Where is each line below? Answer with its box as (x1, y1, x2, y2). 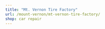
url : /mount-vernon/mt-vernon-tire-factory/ (5, 12, 100, 17)
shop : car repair (5, 16, 42, 21)
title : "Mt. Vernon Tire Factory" (5, 7, 78, 12)
